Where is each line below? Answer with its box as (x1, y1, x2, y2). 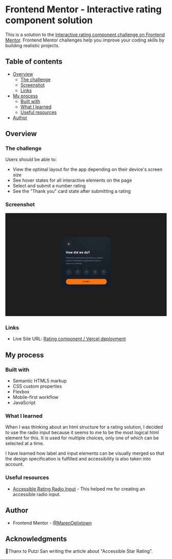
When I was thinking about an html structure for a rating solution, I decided (5, 424, 163, 430)
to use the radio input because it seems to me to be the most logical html (5, 430, 159, 436)
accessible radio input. (12, 491, 61, 497)
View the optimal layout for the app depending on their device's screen (12, 166, 163, 172)
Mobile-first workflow (12, 394, 59, 400)
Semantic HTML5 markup (12, 378, 67, 384)
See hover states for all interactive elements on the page (12, 177, 132, 183)
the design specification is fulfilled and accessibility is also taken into (5, 456, 151, 462)
